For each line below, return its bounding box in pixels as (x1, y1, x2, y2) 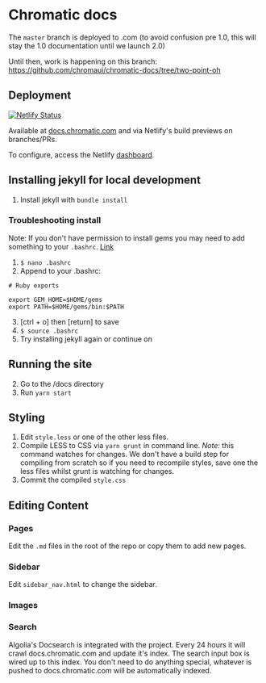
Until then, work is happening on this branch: (8, 57, 158, 66)
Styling (8, 411, 46, 425)
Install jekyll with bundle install (19, 195, 128, 204)
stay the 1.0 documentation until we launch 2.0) (8, 40, 165, 50)
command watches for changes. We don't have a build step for (19, 450, 230, 459)
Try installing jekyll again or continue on (19, 333, 153, 344)
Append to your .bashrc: (19, 266, 102, 275)
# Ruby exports (8, 281, 60, 290)
